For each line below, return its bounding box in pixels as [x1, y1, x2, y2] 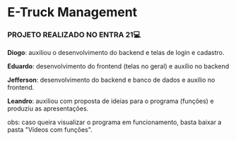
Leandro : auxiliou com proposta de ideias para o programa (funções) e [7, 97, 214, 106]
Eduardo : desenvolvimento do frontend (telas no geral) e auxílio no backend [7, 62, 230, 70]
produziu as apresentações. [7, 104, 89, 113]
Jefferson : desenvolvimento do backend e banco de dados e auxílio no [7, 75, 216, 85]
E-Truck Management [7, 4, 138, 20]
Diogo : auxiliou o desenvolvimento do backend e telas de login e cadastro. [7, 49, 225, 57]
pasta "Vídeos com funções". [7, 125, 93, 134]
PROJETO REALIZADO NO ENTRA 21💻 [7, 30, 141, 39]
